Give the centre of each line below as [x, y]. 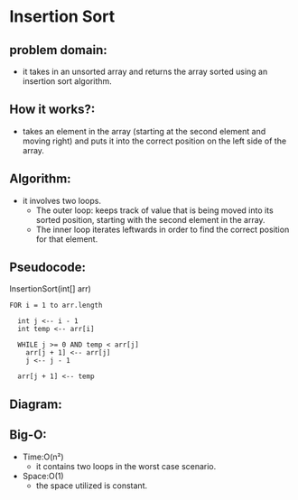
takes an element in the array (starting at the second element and [144, 131]
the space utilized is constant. [92, 486]
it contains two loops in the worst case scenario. [126, 466]
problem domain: [58, 50]
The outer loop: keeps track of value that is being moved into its [154, 210]
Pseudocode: [48, 268]
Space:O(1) [43, 476]
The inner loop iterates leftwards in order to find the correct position [163, 229]
